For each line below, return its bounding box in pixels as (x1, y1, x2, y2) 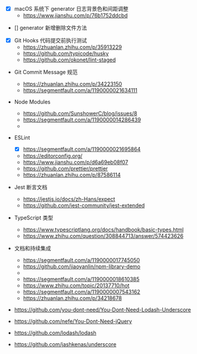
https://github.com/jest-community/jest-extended (23, 202, 145, 209)
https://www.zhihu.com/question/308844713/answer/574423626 (23, 232, 184, 240)
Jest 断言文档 (14, 184, 48, 191)
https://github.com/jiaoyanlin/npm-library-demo (23, 263, 140, 270)
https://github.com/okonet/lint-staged (23, 56, 116, 64)
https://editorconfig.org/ (23, 153, 83, 160)
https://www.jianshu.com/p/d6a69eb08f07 (23, 159, 129, 166)
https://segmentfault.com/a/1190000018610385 (23, 276, 140, 283)
